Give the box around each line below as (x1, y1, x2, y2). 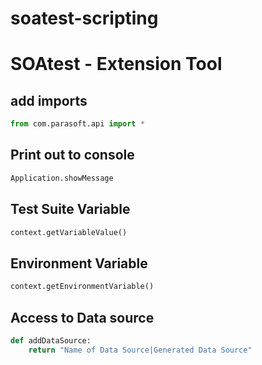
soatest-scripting (10, 7, 159, 30)
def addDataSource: (10, 335, 92, 346)
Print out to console (10, 147, 135, 164)
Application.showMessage (10, 173, 114, 183)
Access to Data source (10, 309, 155, 326)
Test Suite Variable (10, 201, 131, 218)
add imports (10, 92, 88, 109)
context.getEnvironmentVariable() (10, 282, 155, 292)
